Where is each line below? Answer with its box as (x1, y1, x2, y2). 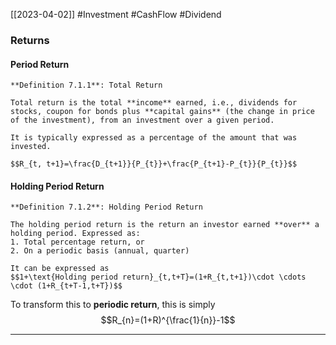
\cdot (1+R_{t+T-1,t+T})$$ (10, 281, 123, 291)
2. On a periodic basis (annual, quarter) (10, 246, 190, 256)
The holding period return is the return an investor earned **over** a (10, 220, 320, 230)
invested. (10, 142, 52, 152)
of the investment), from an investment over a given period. (10, 115, 275, 126)
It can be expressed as (10, 264, 110, 274)
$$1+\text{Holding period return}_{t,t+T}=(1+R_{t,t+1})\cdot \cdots (10, 272, 307, 283)
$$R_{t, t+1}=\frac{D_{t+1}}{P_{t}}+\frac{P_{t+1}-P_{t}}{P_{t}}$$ (10, 159, 298, 169)
